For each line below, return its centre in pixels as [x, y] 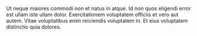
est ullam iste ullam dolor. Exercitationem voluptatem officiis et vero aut [92, 15]
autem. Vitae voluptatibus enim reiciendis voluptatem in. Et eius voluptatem [97, 21]
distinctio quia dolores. [34, 27]
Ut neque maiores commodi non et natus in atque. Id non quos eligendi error [98, 8]
